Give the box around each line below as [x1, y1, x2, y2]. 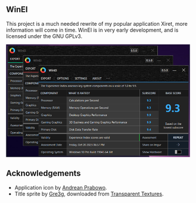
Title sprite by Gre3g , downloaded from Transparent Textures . [14, 190, 164, 197]
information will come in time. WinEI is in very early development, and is [6, 26, 179, 33]
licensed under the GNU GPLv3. [6, 32, 83, 40]
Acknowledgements [6, 168, 81, 178]
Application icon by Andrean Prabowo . [14, 184, 107, 191]
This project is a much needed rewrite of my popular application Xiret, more [6, 20, 188, 27]
